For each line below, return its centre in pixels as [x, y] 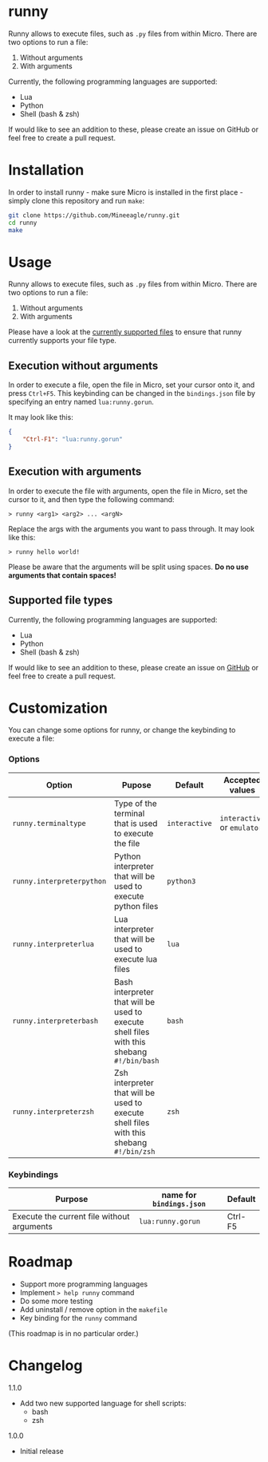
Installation [46, 170]
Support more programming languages [84, 1284]
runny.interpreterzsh [53, 1111]
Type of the [136, 803]
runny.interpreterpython [59, 881]
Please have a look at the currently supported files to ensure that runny [125, 332]
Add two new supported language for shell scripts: [103, 1403]
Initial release [41, 1451]
